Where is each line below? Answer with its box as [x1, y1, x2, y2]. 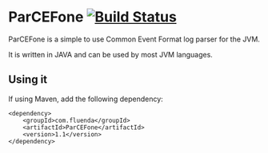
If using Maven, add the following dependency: [8, 94, 164, 104]
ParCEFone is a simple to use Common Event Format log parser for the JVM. [8, 34, 260, 44]
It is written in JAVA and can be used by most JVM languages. [8, 49, 214, 59]
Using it [8, 73, 48, 87]
